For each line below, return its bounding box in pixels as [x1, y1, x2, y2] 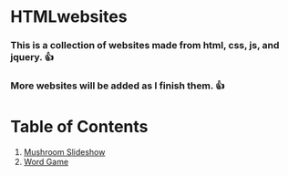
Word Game [23, 156, 69, 167]
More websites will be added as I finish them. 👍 [10, 79, 226, 92]
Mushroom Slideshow [23, 146, 106, 157]
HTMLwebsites [10, 6, 128, 27]
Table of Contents [10, 117, 149, 138]
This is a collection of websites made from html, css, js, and [10, 39, 280, 52]
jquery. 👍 [10, 51, 55, 64]
